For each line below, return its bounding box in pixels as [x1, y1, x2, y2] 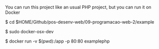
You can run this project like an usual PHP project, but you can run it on [5, 4, 152, 10]
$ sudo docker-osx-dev [5, 29, 54, 34]
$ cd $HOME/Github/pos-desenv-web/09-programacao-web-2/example [5, 19, 155, 25]
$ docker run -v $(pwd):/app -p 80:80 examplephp [5, 38, 110, 44]
